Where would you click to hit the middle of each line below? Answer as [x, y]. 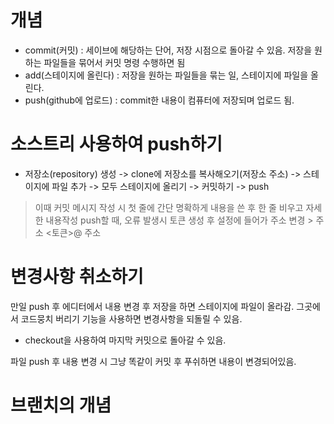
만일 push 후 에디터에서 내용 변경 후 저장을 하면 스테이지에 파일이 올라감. [152, 306]
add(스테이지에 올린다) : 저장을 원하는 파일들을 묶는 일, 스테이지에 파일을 [166, 75]
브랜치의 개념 [61, 405]
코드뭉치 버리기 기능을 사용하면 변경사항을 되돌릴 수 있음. [131, 318]
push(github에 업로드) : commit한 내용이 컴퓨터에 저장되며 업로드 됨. [159, 100]
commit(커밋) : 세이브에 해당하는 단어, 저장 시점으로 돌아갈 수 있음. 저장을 [168, 50]
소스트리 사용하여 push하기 [116, 144]
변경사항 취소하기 [77, 277]
